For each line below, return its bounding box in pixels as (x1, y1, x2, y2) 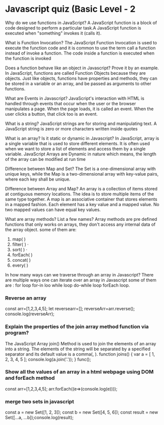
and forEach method (5, 375, 55, 382)
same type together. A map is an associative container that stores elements (5, 196, 158, 202)
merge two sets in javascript (5, 398, 75, 405)
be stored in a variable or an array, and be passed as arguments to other (5, 80, 151, 87)
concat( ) (12, 257, 31, 263)
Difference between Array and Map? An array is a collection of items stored (5, 185, 158, 191)
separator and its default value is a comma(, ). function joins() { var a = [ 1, (5, 351, 155, 357)
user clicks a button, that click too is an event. (5, 111, 98, 117)
